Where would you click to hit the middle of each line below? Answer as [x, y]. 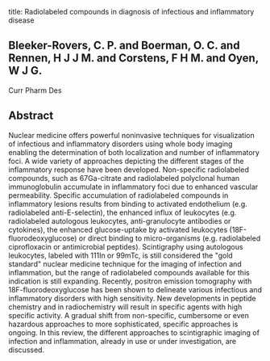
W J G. [25, 71]
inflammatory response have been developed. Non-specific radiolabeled [129, 170]
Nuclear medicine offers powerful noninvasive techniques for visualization [132, 135]
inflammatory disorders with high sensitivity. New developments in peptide [132, 298]
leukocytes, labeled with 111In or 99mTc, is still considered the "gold [121, 255]
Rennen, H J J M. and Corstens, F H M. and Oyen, [134, 59]
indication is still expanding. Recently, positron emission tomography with [130, 281]
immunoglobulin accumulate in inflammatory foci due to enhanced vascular [133, 187]
